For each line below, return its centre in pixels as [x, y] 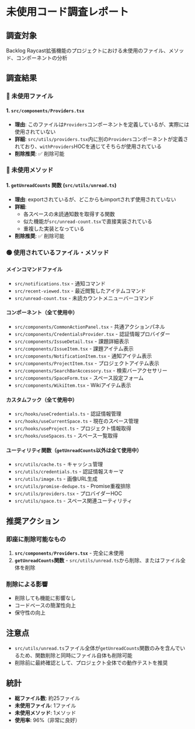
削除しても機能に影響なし [45, 598]
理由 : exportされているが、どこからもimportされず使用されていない [95, 199]
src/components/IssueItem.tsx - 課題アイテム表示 [74, 348]
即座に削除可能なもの [36, 539]
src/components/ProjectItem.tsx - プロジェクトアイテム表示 [87, 363]
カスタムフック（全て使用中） [42, 400]
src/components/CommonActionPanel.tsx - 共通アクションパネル [90, 326]
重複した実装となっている [54, 228]
